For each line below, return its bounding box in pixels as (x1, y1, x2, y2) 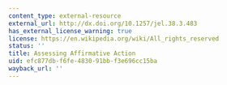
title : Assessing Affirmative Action (8, 49, 136, 57)
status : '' (8, 42, 45, 50)
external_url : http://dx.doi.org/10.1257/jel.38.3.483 (8, 19, 198, 28)
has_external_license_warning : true (8, 27, 132, 35)
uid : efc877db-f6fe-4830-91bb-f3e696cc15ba (8, 57, 158, 66)
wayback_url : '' (8, 65, 63, 73)
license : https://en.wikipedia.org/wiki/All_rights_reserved (8, 34, 220, 43)
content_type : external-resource (8, 11, 122, 20)
